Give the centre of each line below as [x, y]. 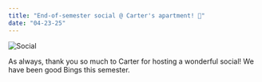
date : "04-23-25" [37, 23]
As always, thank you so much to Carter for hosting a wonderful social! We [131, 61]
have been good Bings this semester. [69, 69]
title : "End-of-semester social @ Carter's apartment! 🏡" [107, 16]
